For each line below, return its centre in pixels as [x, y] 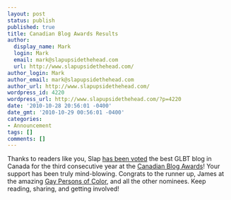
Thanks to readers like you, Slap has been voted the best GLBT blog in [109, 159]
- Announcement [30, 125]
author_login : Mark [36, 73]
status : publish [31, 20]
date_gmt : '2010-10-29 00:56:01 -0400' [66, 112]
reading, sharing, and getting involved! [64, 189]
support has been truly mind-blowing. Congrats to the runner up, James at [116, 174]
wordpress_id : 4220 [36, 93]
